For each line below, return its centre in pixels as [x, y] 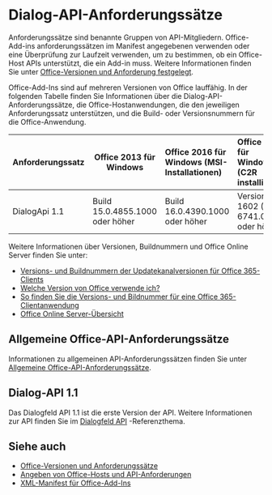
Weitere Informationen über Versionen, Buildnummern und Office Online [128, 246]
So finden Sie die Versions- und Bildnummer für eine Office [119, 297]
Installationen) [193, 172]
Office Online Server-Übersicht [72, 314]
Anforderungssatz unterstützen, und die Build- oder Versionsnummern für [132, 113]
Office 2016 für [195, 151]
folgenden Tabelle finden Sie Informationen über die [95, 96]
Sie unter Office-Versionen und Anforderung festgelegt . [101, 71]
